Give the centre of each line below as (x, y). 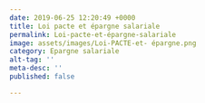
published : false (42, 77)
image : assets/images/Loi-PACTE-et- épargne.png (103, 43)
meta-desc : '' (36, 69)
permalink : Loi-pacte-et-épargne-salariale (93, 34)
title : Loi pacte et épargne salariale (85, 26)
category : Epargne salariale (64, 51)
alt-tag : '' (32, 60)
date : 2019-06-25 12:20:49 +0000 (73, 18)
